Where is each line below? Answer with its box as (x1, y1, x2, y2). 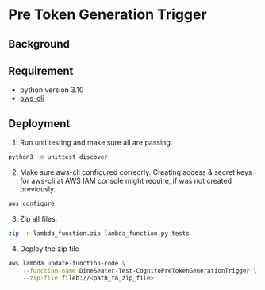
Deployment (8, 117, 71, 130)
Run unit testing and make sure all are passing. (19, 137, 173, 148)
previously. (19, 184, 56, 194)
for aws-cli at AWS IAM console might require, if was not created (19, 176, 232, 186)
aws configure (8, 200, 56, 208)
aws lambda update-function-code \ (8, 259, 126, 267)
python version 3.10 (19, 85, 84, 95)
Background (8, 37, 70, 51)
